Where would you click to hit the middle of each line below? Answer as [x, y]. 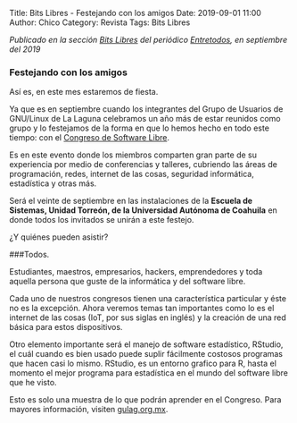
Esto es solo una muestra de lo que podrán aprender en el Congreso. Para [145, 400]
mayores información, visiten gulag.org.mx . [89, 410]
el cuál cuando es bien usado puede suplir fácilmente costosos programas [146, 354]
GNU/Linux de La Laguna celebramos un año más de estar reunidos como [145, 119]
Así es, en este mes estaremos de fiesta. [84, 92]
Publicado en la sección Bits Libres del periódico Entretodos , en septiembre [148, 40]
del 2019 [25, 49]
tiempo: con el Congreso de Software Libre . [89, 138]
